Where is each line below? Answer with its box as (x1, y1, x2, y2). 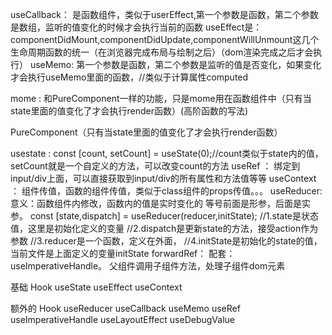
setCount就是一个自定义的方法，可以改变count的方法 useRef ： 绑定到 (10, 160, 301, 172)
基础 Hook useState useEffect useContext (10, 281, 183, 293)
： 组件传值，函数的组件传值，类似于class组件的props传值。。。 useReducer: (10, 185, 323, 197)
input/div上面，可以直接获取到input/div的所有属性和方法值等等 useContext (10, 173, 317, 184)
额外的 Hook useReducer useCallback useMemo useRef (10, 303, 241, 314)
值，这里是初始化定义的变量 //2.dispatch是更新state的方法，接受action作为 (10, 223, 319, 234)
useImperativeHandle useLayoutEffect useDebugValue (10, 314, 235, 325)
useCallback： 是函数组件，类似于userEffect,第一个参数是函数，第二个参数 (10, 9, 319, 20)
